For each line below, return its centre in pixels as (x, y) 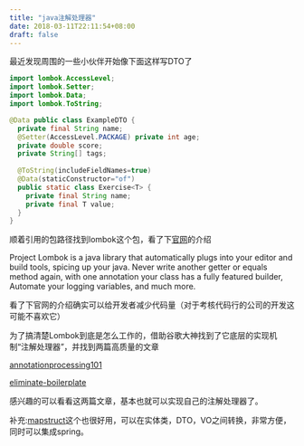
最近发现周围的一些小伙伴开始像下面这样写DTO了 (101, 62)
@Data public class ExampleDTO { (72, 120)
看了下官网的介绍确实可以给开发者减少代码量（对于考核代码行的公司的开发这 (152, 305)
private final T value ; (71, 204)
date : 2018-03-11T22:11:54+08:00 (72, 26)
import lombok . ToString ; (56, 104)
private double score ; (60, 146)
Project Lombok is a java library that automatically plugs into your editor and (151, 258)
